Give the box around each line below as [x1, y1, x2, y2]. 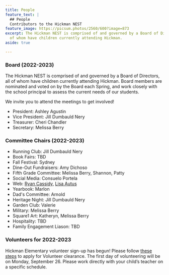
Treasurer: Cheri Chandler [12, 119, 67, 125]
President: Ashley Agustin [12, 108, 66, 115]
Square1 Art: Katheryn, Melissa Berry [12, 213, 89, 219]
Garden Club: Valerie [12, 202, 56, 208]
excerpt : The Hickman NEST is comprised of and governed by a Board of [5, 31, 158, 36]
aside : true [5, 40, 30, 45]
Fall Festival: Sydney [12, 159, 55, 166]
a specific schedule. [5, 263, 47, 270]
